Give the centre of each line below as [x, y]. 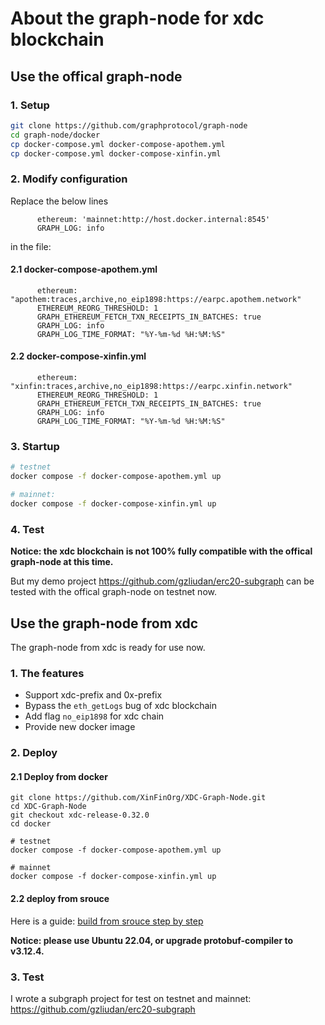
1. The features [47, 673]
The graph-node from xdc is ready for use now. [108, 647]
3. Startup [35, 446]
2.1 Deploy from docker [59, 776]
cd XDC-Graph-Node [48, 807]
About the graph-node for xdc [137, 18]
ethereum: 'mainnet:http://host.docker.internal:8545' [153, 219]
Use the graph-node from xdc [104, 623]
